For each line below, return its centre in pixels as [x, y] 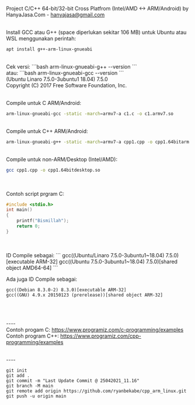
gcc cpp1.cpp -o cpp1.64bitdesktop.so [53, 170]
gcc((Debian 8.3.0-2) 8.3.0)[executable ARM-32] [66, 290]
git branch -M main [30, 386]
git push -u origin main [36, 396]
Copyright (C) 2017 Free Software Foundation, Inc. [67, 85]
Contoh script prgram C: [35, 193]
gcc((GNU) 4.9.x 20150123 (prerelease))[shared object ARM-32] [85, 295]
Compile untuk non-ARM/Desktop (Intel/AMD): [62, 159]
